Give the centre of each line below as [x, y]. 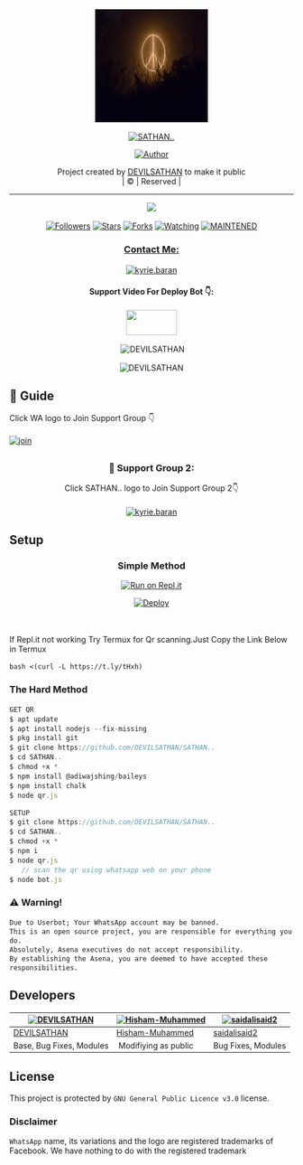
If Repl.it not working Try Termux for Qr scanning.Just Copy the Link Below [149, 640]
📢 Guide [32, 395]
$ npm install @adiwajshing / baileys [78, 776]
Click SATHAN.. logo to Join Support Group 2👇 [151, 488]
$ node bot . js [36, 879]
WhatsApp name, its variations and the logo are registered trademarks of [142, 1142]
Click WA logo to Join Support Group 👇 [82, 418]
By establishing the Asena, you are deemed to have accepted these [139, 958]
